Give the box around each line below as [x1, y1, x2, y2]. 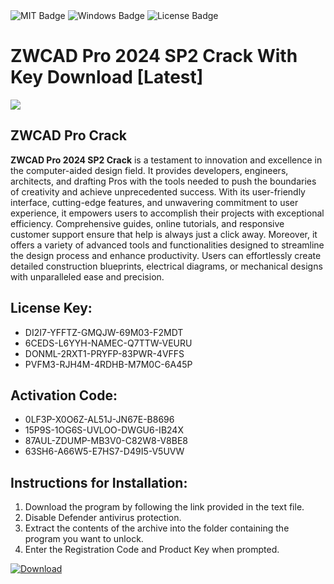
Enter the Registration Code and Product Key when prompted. [24, 544, 280, 556]
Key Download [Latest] [10, 66, 204, 89]
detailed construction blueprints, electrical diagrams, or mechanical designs [10, 260, 323, 272]
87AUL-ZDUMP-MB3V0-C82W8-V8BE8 [24, 435, 188, 447]
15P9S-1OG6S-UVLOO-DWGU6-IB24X [24, 424, 184, 436]
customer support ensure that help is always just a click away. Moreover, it [10, 228, 318, 240]
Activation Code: [10, 387, 118, 404]
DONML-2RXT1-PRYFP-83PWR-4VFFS [24, 347, 185, 359]
